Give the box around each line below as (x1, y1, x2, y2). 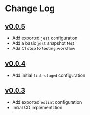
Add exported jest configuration (12, 35, 78, 41)
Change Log (5, 3, 55, 14)
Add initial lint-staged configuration (12, 72, 86, 78)
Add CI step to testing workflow (12, 46, 76, 51)
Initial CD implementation (12, 104, 63, 110)
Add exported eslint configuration (12, 99, 82, 105)
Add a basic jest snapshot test (12, 40, 74, 46)
